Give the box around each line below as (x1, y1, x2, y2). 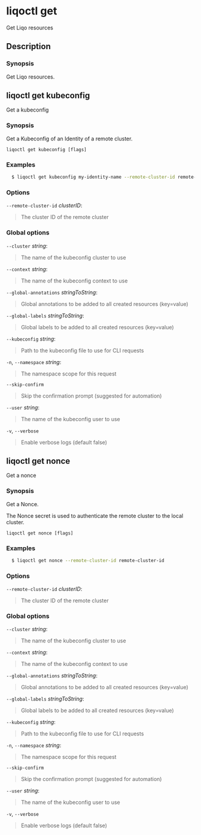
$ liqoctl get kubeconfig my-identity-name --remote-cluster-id (11, 174, 175, 181)
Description (6, 41, 51, 52)
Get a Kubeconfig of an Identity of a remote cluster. (6, 135, 133, 142)
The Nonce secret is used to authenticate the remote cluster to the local (6, 512, 184, 519)
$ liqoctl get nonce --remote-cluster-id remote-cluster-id (11, 557, 165, 563)
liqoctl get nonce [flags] (6, 530, 74, 536)
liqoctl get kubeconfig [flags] (6, 146, 87, 152)
